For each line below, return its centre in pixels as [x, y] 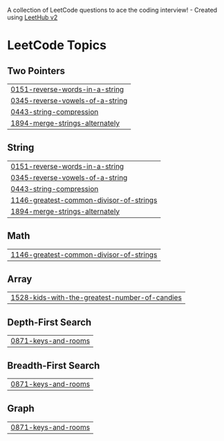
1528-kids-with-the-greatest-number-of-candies [96, 298]
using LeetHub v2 [32, 17]
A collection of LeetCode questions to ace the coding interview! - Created [112, 10]
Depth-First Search [49, 322]
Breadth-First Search [54, 365]
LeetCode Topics [57, 45]
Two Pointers [36, 71]
